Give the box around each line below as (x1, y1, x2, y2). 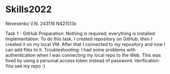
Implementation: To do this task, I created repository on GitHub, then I (5, 36, 153, 42)
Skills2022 (5, 4, 52, 15)
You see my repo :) (5, 63, 45, 69)
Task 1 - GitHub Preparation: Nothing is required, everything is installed (5, 30, 155, 36)
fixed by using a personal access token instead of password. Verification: (5, 57, 160, 63)
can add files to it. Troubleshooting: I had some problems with (5, 46, 136, 53)
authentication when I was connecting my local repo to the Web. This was (5, 52, 161, 58)
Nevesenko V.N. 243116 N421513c (5, 20, 77, 27)
